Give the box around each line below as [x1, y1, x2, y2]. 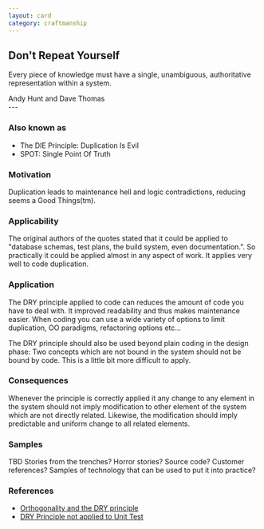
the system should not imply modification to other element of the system [8, 401, 247, 412]
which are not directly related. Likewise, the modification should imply [8, 410, 238, 420]
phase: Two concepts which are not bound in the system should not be [8, 347, 242, 356]
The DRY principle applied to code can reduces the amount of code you [8, 297, 245, 307]
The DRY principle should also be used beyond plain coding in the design [8, 338, 249, 348]
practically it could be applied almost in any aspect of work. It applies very [8, 251, 253, 261]
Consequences [8, 375, 69, 386]
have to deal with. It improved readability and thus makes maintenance [8, 305, 241, 316]
